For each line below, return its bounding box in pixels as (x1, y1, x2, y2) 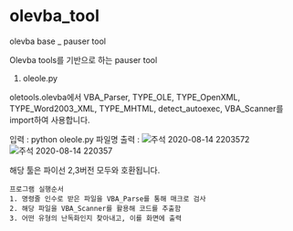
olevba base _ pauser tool (9, 36, 107, 47)
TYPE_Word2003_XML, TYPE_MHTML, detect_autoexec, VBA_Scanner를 (9, 102, 284, 114)
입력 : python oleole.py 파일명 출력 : (9, 133, 140, 144)
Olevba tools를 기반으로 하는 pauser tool (9, 54, 158, 65)
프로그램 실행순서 (9, 184, 64, 194)
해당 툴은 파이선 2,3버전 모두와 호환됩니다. (9, 164, 161, 175)
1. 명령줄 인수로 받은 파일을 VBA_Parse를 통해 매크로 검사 (9, 194, 206, 204)
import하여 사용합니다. (9, 114, 90, 125)
